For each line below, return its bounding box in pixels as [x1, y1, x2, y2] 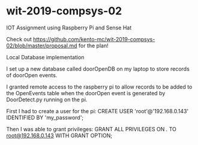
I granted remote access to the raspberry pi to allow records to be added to [6, 83, 193, 90]
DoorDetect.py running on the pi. [6, 96, 88, 103]
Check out [6, 35, 32, 43]
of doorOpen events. [6, 71, 58, 78]
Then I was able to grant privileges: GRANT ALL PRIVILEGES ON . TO [6, 125, 177, 132]
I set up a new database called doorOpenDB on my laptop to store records [6, 65, 190, 72]
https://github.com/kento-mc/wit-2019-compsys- [32, 35, 155, 43]
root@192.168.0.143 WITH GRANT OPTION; [6, 132, 113, 139]
